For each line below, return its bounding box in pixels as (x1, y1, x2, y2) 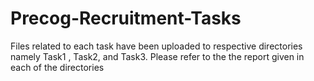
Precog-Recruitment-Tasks (10, 7, 242, 30)
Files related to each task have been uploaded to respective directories (10, 40, 303, 52)
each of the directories (10, 61, 105, 73)
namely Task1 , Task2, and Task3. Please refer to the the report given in (10, 50, 305, 62)
